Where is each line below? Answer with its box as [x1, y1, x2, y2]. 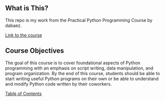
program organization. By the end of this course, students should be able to [5, 70, 160, 76]
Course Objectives [5, 47, 65, 55]
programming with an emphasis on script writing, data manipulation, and [5, 65, 154, 71]
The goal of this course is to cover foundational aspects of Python [5, 60, 141, 66]
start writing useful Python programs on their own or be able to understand [5, 76, 159, 82]
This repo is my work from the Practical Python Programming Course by [5, 17, 153, 23]
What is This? [5, 4, 49, 12]
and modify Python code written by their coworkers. [5, 81, 112, 87]
